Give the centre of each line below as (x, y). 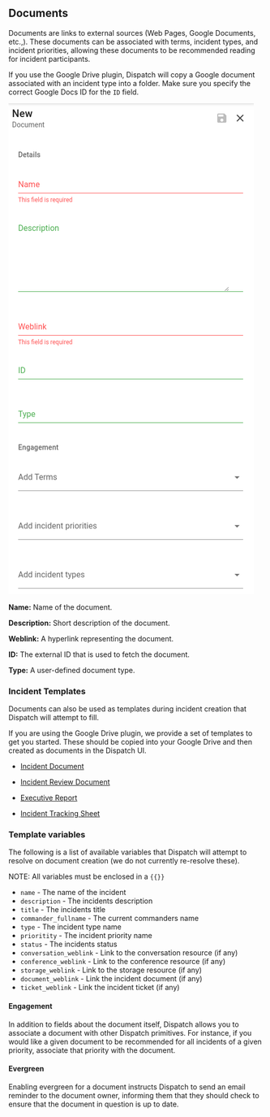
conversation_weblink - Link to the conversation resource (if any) (129, 953)
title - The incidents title (63, 910)
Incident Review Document (65, 782)
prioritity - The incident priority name (86, 936)
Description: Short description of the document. (89, 623)
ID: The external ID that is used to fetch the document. (99, 654)
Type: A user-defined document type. (72, 670)
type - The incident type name (71, 927)
